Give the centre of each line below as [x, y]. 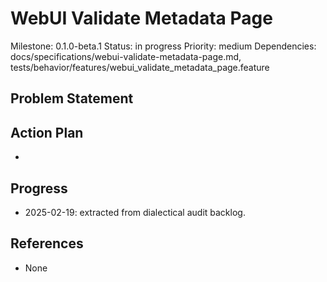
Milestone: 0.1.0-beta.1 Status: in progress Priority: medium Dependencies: [163, 46]
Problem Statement [72, 98]
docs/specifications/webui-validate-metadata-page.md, [126, 56]
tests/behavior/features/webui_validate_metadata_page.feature [140, 67]
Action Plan [47, 132]
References [47, 243]
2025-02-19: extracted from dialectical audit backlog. [135, 212]
